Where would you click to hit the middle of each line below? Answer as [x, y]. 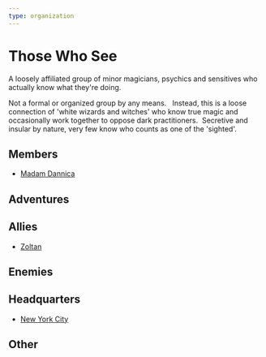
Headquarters [45, 300]
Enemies [31, 271]
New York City [44, 319]
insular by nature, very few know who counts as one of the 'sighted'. [122, 129]
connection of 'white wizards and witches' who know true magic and [123, 111]
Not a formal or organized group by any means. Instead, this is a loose [128, 103]
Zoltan [31, 246]
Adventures [39, 199]
